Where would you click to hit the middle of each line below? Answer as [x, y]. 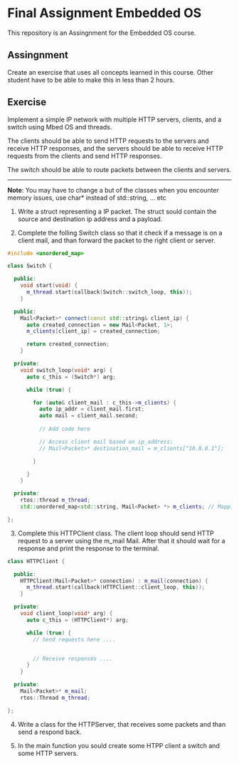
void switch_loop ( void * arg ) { [67, 370]
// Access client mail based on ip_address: [106, 442]
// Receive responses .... [73, 658]
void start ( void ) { [49, 286]
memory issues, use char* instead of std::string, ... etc [87, 198]
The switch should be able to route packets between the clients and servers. [119, 169]
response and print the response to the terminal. [89, 548]
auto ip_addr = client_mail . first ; [91, 409]
